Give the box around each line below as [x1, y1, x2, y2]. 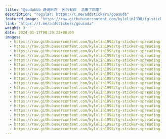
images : [5, 35, 21, 40]
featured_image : [5, 16, 39, 21]
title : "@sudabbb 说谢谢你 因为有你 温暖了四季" [5, 7, 102, 12]
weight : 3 [5, 26, 26, 31]
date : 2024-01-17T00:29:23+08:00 [5, 30, 74, 35]
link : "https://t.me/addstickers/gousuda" [5, 21, 94, 26]
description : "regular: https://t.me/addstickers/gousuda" [5, 12, 129, 17]
